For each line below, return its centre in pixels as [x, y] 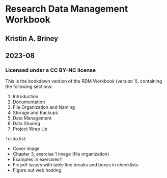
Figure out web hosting [37, 170]
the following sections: [29, 86]
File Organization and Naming [44, 107]
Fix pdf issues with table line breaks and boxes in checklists [75, 165]
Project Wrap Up [30, 129]
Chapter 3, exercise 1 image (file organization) [61, 154]
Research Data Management [67, 9]
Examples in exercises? [37, 159]
